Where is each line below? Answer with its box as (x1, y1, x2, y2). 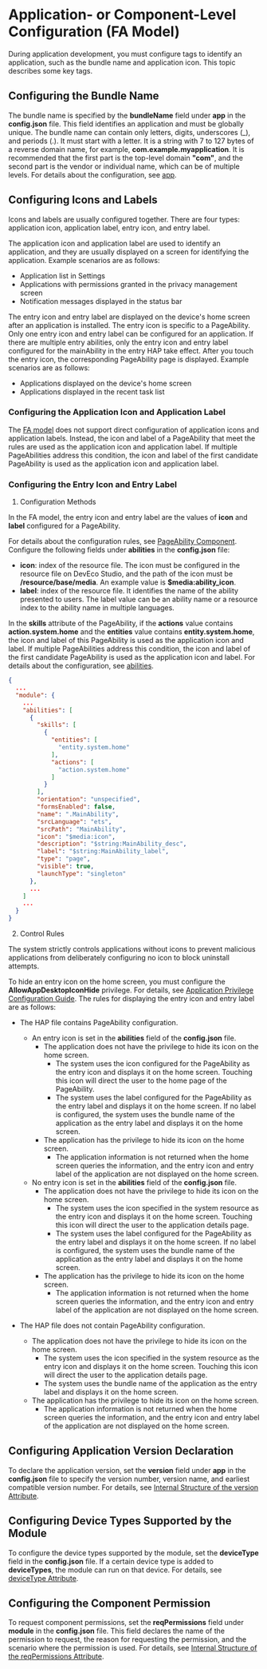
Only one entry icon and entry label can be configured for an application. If (8, 329, 254, 338)
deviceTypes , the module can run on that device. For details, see (8, 1565, 222, 1575)
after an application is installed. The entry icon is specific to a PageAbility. (8, 320, 251, 329)
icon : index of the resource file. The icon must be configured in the (19, 561, 241, 570)
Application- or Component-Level (8, 6, 237, 24)
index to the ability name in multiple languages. (19, 603, 175, 613)
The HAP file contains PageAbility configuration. (19, 1018, 179, 1028)
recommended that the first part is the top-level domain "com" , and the (8, 153, 244, 162)
